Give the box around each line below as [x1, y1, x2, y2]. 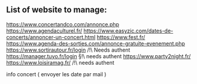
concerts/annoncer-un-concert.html [6, 33, 96, 41]
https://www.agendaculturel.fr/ [6, 27, 83, 34]
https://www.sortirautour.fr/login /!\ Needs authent [6, 46, 131, 53]
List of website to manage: [6, 5, 107, 15]
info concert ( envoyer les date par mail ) [6, 70, 107, 77]
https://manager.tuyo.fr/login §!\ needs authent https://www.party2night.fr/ [6, 52, 191, 59]
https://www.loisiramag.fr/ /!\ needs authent [6, 59, 115, 66]
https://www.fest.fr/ [96, 33, 146, 41]
